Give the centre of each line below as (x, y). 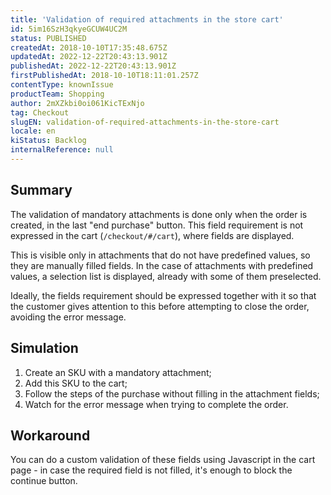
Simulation (44, 348)
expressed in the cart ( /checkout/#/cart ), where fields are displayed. (152, 235)
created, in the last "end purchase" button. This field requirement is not (157, 225)
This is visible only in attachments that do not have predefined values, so (160, 255)
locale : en (33, 131)
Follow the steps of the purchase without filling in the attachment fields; (172, 393)
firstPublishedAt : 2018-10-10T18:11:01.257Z (104, 76)
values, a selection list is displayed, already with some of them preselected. (166, 276)
